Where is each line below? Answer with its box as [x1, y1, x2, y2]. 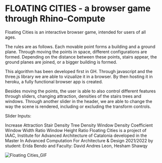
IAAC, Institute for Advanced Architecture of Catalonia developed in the [5, 133, 147, 138]
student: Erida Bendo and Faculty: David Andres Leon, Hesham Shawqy [5, 143, 148, 148]
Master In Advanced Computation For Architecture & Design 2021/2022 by [5, 137, 153, 143]
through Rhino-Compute [5, 13, 105, 24]
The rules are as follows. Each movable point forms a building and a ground [5, 44, 156, 49]
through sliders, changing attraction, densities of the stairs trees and [5, 93, 142, 99]
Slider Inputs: [5, 113, 31, 119]
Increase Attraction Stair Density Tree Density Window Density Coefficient [5, 122, 153, 128]
